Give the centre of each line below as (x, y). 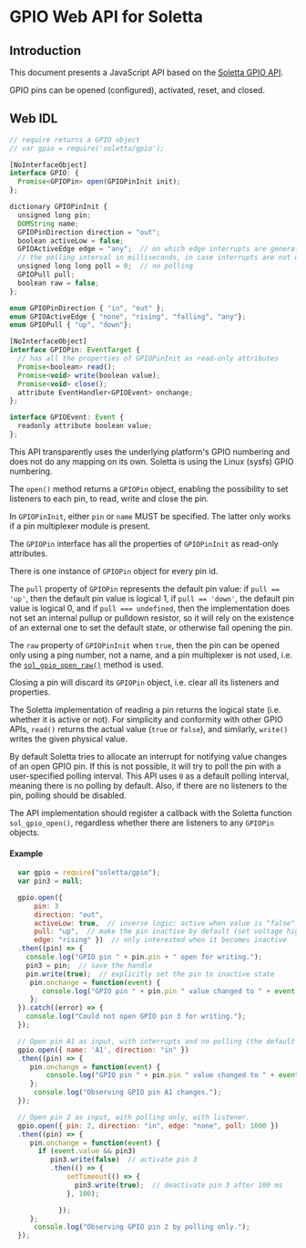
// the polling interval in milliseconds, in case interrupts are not (154, 257)
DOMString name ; (48, 224)
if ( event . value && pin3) (87, 1151)
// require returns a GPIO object (75, 140)
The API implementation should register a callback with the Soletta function (151, 813)
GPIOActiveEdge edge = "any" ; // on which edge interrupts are (142, 249)
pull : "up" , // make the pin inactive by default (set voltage (158, 932)
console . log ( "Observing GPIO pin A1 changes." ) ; (127, 1093)
